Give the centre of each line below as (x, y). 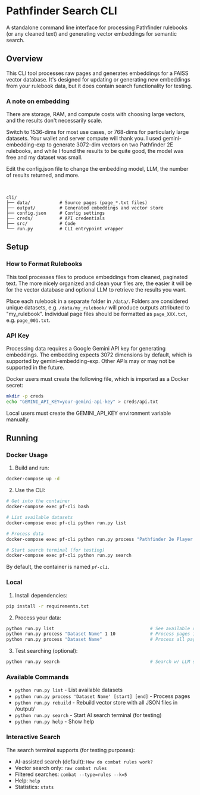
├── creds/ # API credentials (56, 218)
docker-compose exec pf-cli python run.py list (66, 523)
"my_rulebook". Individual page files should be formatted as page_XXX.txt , (97, 314)
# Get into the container (38, 501)
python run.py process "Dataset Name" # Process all (96, 640)
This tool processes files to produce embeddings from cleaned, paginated (97, 277)
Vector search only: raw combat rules (61, 768)
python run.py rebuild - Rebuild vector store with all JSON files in (96, 703)
